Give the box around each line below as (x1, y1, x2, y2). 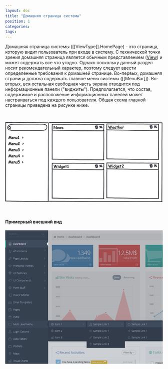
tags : (5, 29, 16, 35)
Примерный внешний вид (5, 219, 62, 225)
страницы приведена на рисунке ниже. (5, 102, 89, 108)
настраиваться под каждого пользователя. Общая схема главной (5, 97, 146, 103)
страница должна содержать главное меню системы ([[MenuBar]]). (5, 76, 150, 82)
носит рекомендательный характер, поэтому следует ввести (5, 65, 136, 71)
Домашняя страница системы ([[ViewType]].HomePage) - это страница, (5, 44, 159, 50)
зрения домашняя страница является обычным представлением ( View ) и (5, 54, 162, 60)
